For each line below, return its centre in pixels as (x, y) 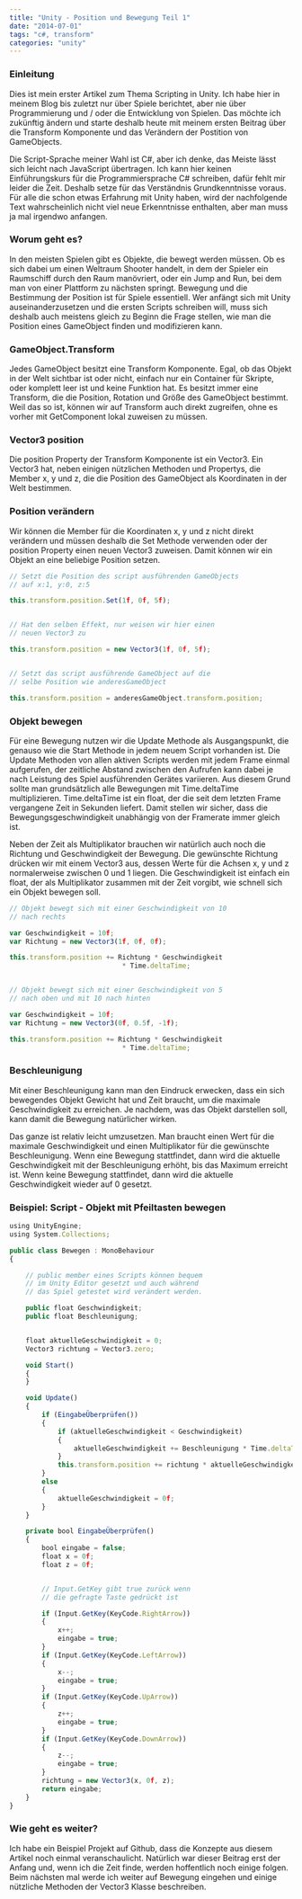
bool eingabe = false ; (84, 1548)
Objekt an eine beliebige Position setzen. (85, 559)
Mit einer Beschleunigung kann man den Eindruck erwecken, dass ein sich (147, 1090)
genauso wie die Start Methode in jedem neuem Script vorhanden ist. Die (145, 750)
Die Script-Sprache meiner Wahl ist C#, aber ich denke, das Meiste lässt (143, 159)
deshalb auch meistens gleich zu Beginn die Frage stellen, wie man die (140, 316)
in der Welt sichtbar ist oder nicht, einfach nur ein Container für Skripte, (142, 379)
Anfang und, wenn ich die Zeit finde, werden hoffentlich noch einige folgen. (149, 1868)
